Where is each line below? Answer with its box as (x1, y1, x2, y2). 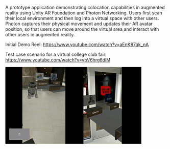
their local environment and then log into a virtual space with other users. (5, 15, 159, 21)
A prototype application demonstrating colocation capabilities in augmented (5, 5, 165, 10)
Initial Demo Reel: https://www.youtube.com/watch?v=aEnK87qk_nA (5, 41, 149, 48)
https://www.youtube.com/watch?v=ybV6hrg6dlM (5, 57, 111, 63)
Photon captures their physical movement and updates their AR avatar (5, 20, 153, 27)
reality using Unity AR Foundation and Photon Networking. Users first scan (5, 10, 162, 16)
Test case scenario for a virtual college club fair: (5, 51, 107, 57)
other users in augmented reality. (5, 32, 75, 37)
